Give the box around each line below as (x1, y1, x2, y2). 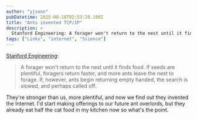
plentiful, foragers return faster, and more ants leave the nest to (20, 70, 174, 77)
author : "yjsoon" (6, 8, 49, 15)
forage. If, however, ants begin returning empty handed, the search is (20, 76, 188, 83)
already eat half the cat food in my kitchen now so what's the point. (6, 107, 169, 113)
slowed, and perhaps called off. (20, 82, 97, 89)
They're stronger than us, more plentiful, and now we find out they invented (6, 94, 189, 101)
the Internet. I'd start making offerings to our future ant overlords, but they (6, 100, 186, 107)
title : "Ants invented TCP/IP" (6, 19, 83, 25)
